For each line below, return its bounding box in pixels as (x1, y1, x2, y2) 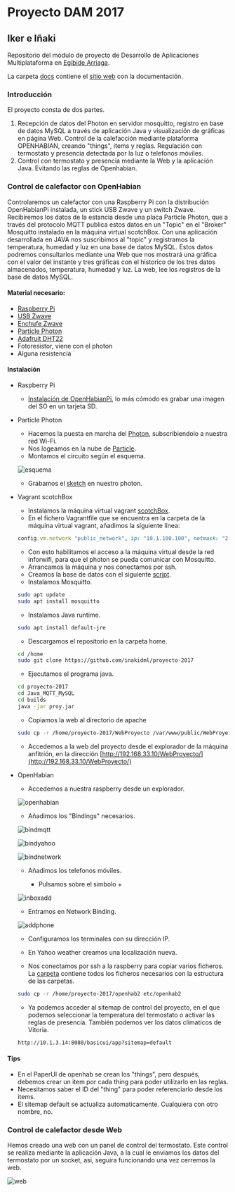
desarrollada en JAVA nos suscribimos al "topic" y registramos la (7, 235, 195, 244)
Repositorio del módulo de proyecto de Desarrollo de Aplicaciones (7, 51, 199, 59)
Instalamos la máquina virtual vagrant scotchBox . (27, 506, 170, 515)
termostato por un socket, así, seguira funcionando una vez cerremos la (7, 1155, 215, 1164)
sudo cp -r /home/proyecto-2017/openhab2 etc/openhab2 (17, 990, 182, 997)
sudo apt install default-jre (17, 624, 107, 631)
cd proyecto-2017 (17, 684, 69, 691)
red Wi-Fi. (27, 437, 58, 445)
